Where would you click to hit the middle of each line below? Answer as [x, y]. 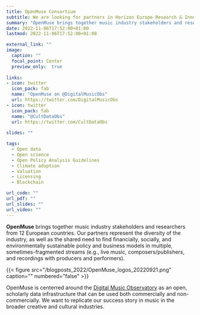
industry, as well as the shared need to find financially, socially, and [89, 239]
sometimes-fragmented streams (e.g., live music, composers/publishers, [96, 252]
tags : [13, 144]
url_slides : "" [25, 204]
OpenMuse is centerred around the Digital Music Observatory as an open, [97, 287]
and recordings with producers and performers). [65, 258]
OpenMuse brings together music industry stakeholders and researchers [96, 226]
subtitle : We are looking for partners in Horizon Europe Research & [94, 17]
